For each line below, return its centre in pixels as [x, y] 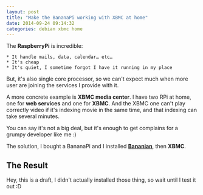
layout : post [23, 12]
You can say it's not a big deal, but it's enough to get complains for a [92, 128]
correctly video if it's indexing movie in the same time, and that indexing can [102, 110]
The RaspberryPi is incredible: [45, 46]
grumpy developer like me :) [42, 134]
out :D [14, 187]
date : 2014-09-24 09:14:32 [40, 23]
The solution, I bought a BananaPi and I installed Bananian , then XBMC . [96, 147]
